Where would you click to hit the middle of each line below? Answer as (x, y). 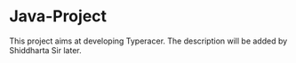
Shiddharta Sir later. (45, 50)
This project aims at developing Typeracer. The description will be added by (148, 41)
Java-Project (58, 16)
